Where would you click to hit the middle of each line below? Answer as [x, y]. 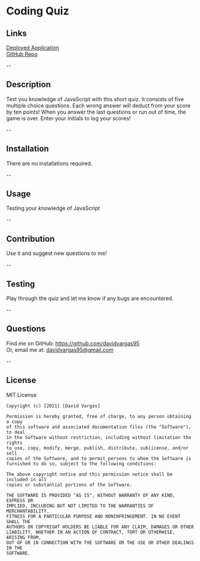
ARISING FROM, [24, 537]
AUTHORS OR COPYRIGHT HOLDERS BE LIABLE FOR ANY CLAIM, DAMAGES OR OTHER [100, 527]
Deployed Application [33, 48]
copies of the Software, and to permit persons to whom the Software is [99, 458]
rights [14, 443]
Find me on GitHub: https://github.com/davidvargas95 [73, 343]
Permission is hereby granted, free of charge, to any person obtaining [99, 416]
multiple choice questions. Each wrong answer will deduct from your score [98, 105]
